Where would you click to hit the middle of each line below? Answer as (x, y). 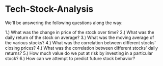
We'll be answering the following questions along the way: (64, 23)
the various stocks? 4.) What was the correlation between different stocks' (81, 42)
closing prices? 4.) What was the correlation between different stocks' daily (81, 48)
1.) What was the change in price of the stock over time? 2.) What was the (80, 32)
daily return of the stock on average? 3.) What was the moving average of (80, 37)
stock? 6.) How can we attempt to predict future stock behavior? (70, 58)
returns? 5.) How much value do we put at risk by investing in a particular (79, 53)
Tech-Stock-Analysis (49, 9)
